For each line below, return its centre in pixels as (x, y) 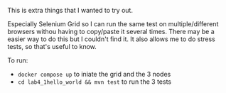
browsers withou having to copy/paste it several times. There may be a (111, 32)
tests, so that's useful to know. (52, 46)
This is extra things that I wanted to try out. (70, 10)
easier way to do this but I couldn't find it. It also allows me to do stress (111, 39)
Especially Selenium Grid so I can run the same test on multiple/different (113, 24)
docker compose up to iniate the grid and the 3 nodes (94, 74)
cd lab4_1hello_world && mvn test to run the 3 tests (95, 82)
